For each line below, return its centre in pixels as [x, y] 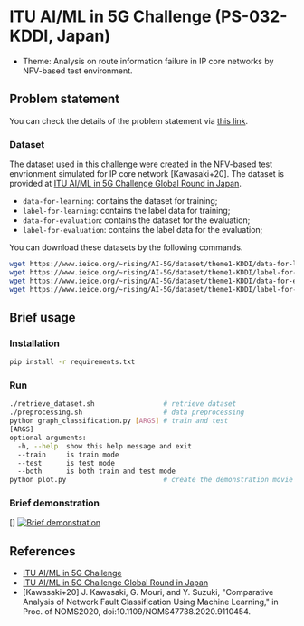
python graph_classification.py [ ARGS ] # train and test [119, 421]
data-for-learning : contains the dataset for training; [120, 201]
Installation [35, 343]
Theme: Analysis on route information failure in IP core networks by [148, 61]
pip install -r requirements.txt [72, 362]
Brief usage [43, 318]
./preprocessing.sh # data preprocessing [127, 413]
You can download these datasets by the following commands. [126, 247]
